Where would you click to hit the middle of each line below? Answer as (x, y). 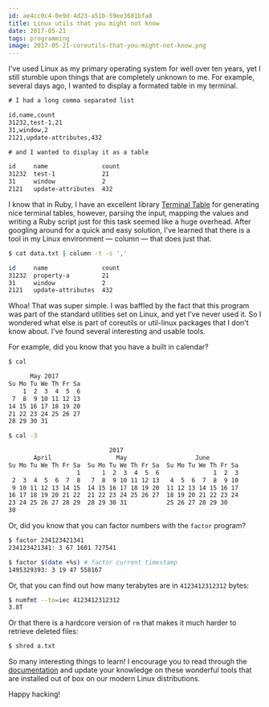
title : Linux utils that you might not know (84, 23)
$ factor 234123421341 (46, 540)
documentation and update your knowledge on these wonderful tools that (130, 670)
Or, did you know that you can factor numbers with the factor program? (127, 525)
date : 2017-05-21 (37, 31)
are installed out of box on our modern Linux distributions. (104, 679)
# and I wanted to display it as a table (79, 152)
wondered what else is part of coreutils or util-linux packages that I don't (128, 323)
